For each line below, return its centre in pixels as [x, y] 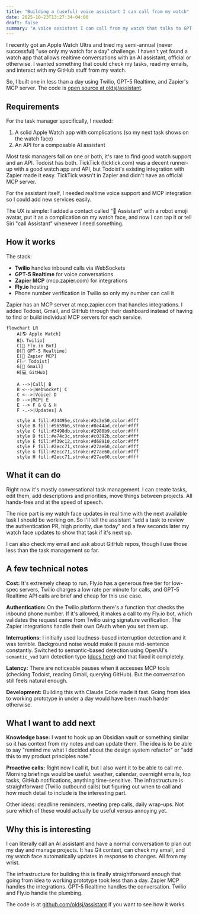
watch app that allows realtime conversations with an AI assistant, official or [99, 57]
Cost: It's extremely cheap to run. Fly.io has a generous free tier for [88, 583]
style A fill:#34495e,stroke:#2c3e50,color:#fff [78, 421]
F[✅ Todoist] [33, 361]
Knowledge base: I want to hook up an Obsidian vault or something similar [97, 737]
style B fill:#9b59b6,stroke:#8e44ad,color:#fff [78, 426]
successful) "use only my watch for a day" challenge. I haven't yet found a [97, 52]
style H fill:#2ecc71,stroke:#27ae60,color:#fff [78, 457]
